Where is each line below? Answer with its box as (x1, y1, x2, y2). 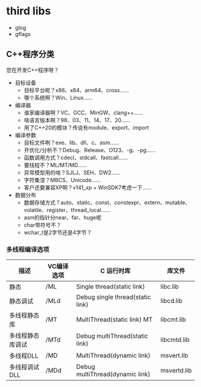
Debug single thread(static (76, 293, 151, 301)
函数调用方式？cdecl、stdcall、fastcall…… (23, 154, 128, 161)
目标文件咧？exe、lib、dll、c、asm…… (23, 139, 120, 146)
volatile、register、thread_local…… (23, 206, 111, 213)
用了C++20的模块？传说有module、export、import (23, 124, 150, 131)
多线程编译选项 (6, 245, 50, 253)
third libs (6, 4, 51, 18)
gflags (14, 30, 31, 37)
